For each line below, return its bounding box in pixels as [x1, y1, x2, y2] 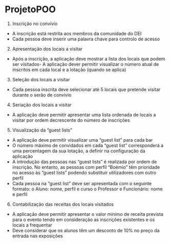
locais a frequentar [12, 221, 52, 228]
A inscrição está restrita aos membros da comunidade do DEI [12, 30, 142, 36]
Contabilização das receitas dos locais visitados [12, 201, 114, 207]
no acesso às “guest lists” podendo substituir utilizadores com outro [12, 169, 157, 175]
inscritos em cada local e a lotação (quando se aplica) [12, 66, 126, 73]
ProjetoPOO [5, 4, 56, 15]
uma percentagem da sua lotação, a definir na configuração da [12, 147, 145, 154]
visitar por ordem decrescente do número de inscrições [12, 117, 130, 123]
